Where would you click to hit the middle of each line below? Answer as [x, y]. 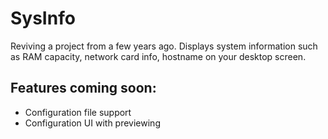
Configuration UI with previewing [92, 123]
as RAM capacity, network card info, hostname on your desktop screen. [158, 56]
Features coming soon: [83, 88]
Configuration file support [78, 112]
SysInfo [43, 18]
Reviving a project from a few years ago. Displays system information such [164, 46]
